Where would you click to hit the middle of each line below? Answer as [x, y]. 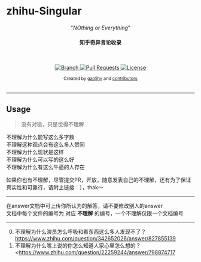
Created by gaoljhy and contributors [100, 79]
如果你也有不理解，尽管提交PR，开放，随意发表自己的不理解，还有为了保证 [99, 180]
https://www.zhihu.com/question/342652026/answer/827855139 [95, 238]
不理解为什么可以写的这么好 [40, 159]
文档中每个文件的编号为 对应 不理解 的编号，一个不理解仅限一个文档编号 [95, 213]
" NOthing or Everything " [100, 28]
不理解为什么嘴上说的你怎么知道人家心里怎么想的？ [78, 245]
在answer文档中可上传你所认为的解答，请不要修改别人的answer [85, 206]
